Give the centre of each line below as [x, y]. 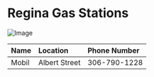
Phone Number [114, 50]
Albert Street [59, 62]
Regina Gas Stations [68, 13]
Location [53, 50]
